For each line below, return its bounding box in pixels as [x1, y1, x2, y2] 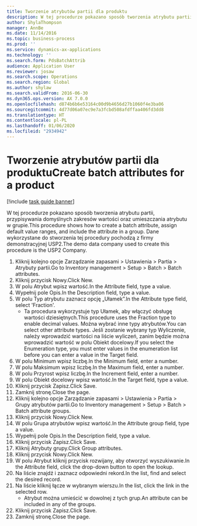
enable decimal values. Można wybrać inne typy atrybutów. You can [23, 320, 186, 327]
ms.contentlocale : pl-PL [6, 118, 67, 124]
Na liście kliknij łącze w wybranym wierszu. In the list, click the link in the [15, 481, 189, 489]
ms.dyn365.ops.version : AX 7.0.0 [6, 95, 88, 101]
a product [6, 179, 55, 192]
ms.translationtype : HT [6, 112, 65, 118]
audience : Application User [6, 63, 75, 69]
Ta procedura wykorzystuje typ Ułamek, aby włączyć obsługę [23, 308, 172, 315]
